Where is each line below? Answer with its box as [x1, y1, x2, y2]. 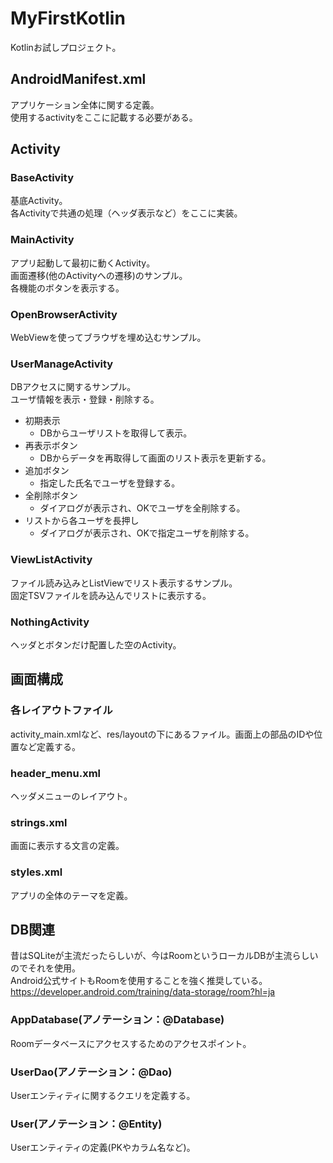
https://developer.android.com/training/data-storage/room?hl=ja [10, 986, 276, 998]
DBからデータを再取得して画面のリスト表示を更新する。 [39, 452, 272, 464]
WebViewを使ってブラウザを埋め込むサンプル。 [10, 332, 207, 344]
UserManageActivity [10, 357, 114, 371]
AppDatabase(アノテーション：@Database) [10, 1013, 225, 1027]
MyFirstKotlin [10, 7, 126, 30]
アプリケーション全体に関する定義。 [10, 98, 160, 111]
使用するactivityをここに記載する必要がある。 [10, 111, 198, 123]
